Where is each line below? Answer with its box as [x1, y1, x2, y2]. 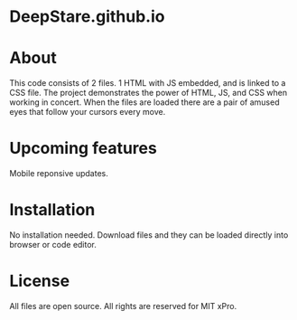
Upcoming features [9, 138, 158, 159]
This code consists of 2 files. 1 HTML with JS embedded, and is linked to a [9, 78, 286, 89]
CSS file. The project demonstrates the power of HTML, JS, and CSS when [9, 88, 288, 99]
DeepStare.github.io [9, 6, 165, 27]
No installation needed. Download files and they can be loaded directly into [9, 230, 289, 240]
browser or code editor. [9, 240, 97, 249]
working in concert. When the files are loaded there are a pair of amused [9, 97, 280, 108]
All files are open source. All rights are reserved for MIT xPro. [9, 300, 237, 311]
